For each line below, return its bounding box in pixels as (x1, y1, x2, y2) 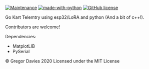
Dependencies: (5, 34, 36, 39)
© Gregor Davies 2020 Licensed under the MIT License (5, 58, 120, 64)
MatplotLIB (12, 43, 35, 49)
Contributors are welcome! (5, 24, 60, 30)
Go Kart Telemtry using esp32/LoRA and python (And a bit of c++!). (5, 14, 144, 20)
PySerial (12, 49, 30, 54)
